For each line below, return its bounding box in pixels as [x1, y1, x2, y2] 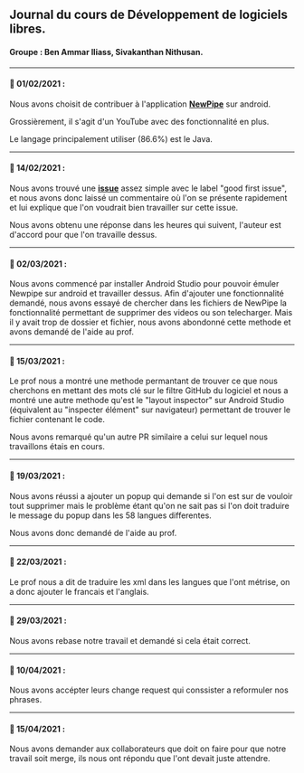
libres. [9, 22, 46, 37]
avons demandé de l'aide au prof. [9, 326, 134, 337]
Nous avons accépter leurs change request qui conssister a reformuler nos [9, 684, 290, 695]
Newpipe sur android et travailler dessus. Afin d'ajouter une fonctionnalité [9, 288, 285, 299]
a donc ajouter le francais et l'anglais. [9, 586, 149, 597]
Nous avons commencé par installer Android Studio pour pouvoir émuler [9, 278, 280, 289]
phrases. [9, 694, 43, 705]
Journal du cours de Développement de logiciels [9, 7, 288, 23]
